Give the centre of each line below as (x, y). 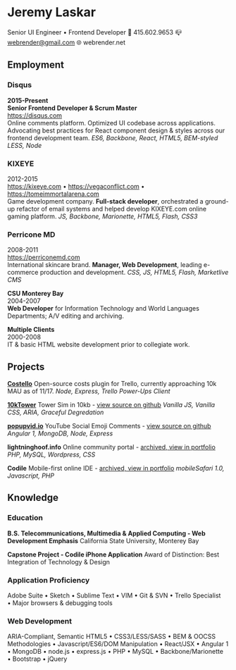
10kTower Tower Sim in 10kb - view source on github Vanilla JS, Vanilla (111, 405)
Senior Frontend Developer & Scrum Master (72, 108)
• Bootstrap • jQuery (37, 659)
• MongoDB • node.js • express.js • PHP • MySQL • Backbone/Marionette (116, 652)
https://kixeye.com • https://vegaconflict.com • (76, 186)
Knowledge (33, 498)
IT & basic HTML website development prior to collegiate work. (99, 345)
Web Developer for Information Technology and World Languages (103, 309)
